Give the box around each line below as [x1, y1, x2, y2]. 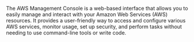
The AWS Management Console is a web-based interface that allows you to [6, 5, 188, 12]
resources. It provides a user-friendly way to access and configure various [6, 17, 186, 24]
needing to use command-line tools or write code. [6, 29, 127, 36]
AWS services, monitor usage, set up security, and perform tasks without [6, 23, 182, 30]
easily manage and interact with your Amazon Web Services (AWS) [6, 11, 168, 18]
